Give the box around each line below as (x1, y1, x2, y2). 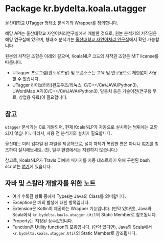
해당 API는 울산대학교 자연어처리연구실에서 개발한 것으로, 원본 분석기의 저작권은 (5, 30, 157, 36)
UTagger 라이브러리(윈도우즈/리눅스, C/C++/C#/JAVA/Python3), (12, 82, 139, 88)
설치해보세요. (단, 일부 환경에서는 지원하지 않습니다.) (18, 147, 118, 152)
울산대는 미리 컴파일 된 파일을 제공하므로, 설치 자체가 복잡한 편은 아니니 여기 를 (5, 141, 154, 147)
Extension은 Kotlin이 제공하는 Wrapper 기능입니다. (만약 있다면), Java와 (12, 205, 152, 211)
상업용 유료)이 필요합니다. (19, 94, 68, 100)
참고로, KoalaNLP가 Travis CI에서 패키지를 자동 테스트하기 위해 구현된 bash (5, 157, 150, 163)
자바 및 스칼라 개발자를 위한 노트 (5, 179, 96, 187)
